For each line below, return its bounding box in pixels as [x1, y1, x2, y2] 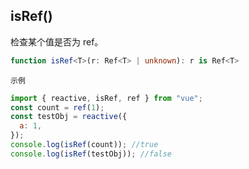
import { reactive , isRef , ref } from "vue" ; [10, 93, 203, 103]
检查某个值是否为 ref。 [10, 35, 104, 48]
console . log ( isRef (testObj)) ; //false [10, 149, 172, 159]
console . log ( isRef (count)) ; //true [10, 140, 159, 150]
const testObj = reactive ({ [10, 112, 128, 122]
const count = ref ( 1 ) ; [10, 102, 105, 113]
